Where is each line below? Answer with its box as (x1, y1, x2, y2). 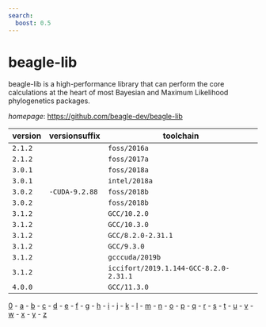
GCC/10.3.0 (108, 220, 149, 229)
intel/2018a (108, 176, 153, 186)
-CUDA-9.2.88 (48, 187, 98, 197)
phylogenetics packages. (8, 96, 91, 106)
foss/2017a (108, 155, 149, 163)
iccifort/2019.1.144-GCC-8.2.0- (108, 264, 230, 273)
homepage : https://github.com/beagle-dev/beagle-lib (8, 112, 184, 121)
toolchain (162, 130, 199, 141)
